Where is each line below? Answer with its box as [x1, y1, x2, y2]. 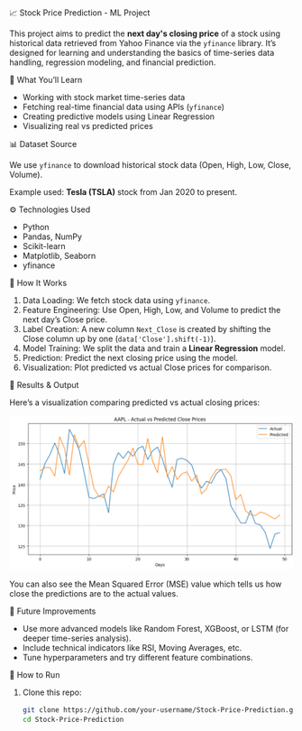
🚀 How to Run [9, 670, 60, 680]
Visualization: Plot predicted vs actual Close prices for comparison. [22, 362, 272, 373]
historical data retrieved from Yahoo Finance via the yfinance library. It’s [9, 38, 277, 48]
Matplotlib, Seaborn [22, 251, 96, 261]
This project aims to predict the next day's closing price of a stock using [9, 28, 281, 39]
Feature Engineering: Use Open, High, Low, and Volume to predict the [22, 305, 281, 315]
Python [22, 222, 50, 232]
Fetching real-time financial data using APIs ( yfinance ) [22, 102, 225, 112]
